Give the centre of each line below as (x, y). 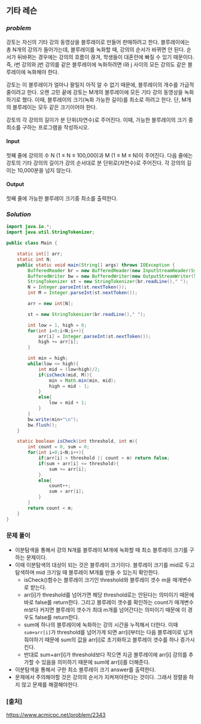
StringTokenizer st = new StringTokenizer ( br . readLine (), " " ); (108, 282)
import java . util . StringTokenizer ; (51, 232)
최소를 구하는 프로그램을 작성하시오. (48, 127)
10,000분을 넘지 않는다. (45, 170)
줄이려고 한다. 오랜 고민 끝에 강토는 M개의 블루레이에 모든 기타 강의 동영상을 (95, 92)
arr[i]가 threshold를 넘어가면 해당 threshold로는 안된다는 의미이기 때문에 (109, 595)
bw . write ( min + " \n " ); (53, 419)
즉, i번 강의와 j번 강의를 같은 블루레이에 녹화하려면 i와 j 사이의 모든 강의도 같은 (96, 64)
